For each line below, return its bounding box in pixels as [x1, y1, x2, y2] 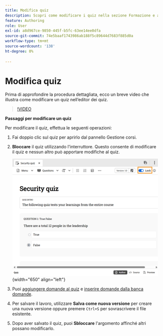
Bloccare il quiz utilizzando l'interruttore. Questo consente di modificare [12, 144, 157, 150]
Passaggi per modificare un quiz [5, 116, 72, 122]
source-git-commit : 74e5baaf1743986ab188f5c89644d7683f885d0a [5, 34, 133, 38]
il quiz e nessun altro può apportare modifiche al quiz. [12, 149, 120, 155]
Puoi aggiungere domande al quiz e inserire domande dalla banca [12, 286, 144, 292]
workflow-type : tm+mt [5, 39, 49, 44]
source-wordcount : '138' [5, 44, 55, 49]
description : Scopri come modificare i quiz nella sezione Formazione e [5, 13, 155, 18]
